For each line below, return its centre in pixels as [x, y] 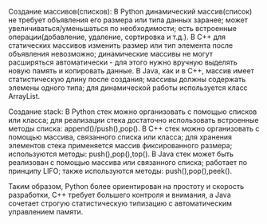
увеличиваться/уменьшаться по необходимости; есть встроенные [123, 28]
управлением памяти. [46, 212]
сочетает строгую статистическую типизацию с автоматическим [120, 203]
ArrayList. [24, 96]
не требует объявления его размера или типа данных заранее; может [128, 20]
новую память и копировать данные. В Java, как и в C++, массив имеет [132, 71]
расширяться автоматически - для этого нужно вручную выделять [123, 62]
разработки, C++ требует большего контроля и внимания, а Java [120, 195]
